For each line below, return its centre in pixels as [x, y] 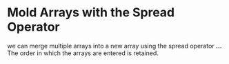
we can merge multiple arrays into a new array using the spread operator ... [115, 46]
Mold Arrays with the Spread [91, 13]
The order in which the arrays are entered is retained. [83, 53]
